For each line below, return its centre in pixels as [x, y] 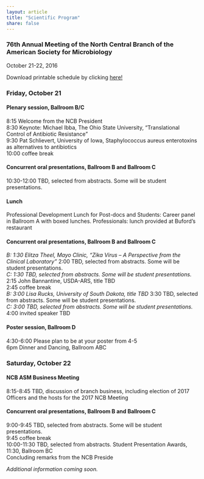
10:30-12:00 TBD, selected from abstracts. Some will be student [86, 181]
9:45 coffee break [29, 438]
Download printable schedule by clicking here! [65, 77]
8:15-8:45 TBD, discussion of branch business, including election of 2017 [98, 391]
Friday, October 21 [34, 93]
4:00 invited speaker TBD [38, 313]
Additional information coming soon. [52, 469]
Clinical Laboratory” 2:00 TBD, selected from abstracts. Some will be [93, 262]
